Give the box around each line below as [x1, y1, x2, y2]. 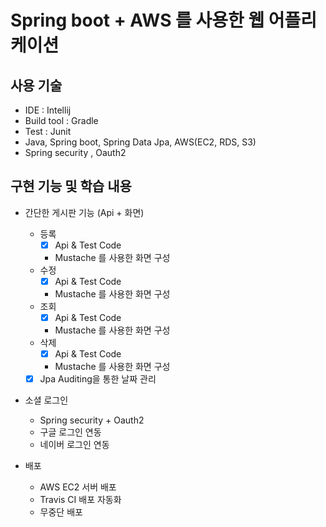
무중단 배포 [39, 506, 83, 518]
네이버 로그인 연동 [39, 439, 110, 451]
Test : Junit [24, 126, 72, 137]
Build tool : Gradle [24, 115, 99, 126]
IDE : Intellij [24, 104, 72, 116]
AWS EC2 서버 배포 [39, 481, 117, 493]
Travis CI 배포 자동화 [39, 494, 122, 506]
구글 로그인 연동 [39, 426, 102, 438]
